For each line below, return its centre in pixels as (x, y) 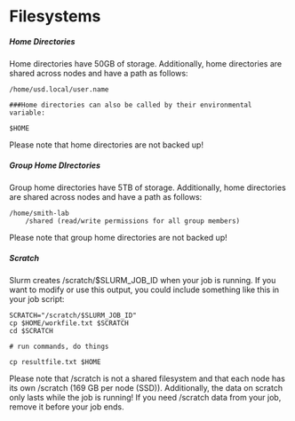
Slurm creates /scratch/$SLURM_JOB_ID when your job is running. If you (143, 281)
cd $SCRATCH (31, 331)
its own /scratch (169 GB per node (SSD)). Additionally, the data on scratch (146, 388)
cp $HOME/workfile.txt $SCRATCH (69, 323)
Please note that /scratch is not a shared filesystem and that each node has (147, 378)
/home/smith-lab (39, 214)
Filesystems (55, 16)
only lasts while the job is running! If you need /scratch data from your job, (145, 398)
